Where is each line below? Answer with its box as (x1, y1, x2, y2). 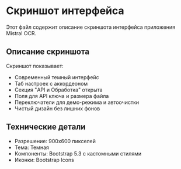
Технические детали (6, 122, 86, 132)
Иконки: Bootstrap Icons (14, 156, 74, 163)
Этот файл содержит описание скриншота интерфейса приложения (6, 23, 176, 31)
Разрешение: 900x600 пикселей (14, 137, 96, 144)
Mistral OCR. (6, 29, 37, 36)
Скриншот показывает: (6, 62, 64, 69)
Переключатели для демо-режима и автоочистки (14, 99, 140, 106)
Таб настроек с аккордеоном (14, 80, 88, 87)
